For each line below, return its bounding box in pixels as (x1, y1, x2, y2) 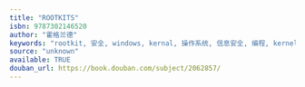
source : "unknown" (9, 47, 79, 56)
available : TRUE (9, 55, 71, 64)
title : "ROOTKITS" (9, 13, 79, 23)
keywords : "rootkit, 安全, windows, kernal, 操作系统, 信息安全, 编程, (9, 38, 270, 48)
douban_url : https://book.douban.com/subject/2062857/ (9, 64, 221, 73)
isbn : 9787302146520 (9, 22, 88, 31)
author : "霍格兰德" (9, 30, 78, 39)
